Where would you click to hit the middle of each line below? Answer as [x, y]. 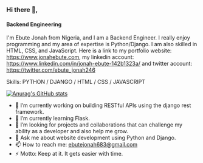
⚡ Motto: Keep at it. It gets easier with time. [69, 154]
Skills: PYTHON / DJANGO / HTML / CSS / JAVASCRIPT [76, 82]
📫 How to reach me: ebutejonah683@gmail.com [76, 145]
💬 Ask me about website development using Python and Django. [95, 138]
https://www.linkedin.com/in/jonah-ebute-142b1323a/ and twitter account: [99, 64]
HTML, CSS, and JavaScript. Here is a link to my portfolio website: [89, 50]
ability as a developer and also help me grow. [72, 131]
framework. [29, 112]
